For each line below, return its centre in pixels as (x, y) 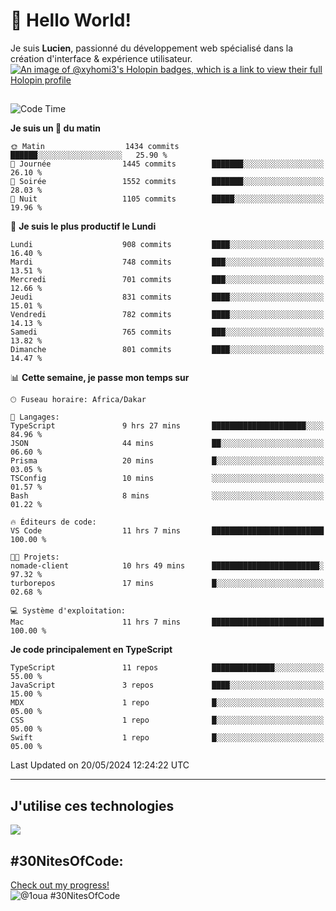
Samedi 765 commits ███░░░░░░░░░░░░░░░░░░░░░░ (167, 332)
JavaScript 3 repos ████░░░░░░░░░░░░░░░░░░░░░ (167, 685)
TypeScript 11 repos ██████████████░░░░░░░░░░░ (167, 668)
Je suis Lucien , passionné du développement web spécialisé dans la (152, 48)
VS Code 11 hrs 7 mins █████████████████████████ (167, 531)
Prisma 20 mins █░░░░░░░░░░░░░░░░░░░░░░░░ (167, 461)
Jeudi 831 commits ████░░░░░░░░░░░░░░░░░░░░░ (167, 297)
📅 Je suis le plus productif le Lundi (83, 226)
